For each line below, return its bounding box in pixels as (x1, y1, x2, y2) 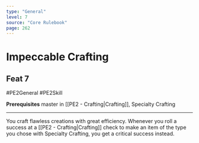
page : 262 (6, 25, 31, 31)
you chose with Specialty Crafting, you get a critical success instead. (6, 130, 175, 137)
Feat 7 (6, 74, 30, 84)
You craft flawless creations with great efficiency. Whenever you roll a (6, 118, 177, 125)
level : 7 (6, 14, 28, 20)
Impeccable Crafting (6, 51, 109, 64)
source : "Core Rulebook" (6, 19, 68, 25)
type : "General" (6, 8, 46, 15)
